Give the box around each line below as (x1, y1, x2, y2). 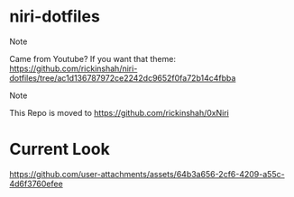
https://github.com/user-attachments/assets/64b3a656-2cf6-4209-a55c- (9, 168, 286, 179)
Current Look (9, 139, 110, 159)
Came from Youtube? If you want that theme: (9, 53, 176, 64)
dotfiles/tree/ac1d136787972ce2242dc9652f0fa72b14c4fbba (9, 72, 236, 83)
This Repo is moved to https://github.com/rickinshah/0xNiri (9, 107, 230, 118)
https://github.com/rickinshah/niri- (9, 63, 138, 74)
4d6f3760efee (9, 178, 63, 189)
